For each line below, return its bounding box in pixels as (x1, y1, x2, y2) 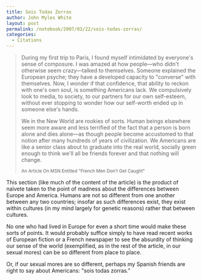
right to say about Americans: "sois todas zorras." (6, 267, 130, 274)
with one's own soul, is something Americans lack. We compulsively (21, 86, 192, 93)
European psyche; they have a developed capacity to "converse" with (21, 74, 196, 80)
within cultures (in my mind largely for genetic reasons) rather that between (6, 205, 195, 212)
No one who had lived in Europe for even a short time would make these (6, 223, 187, 230)
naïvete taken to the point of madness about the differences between (6, 185, 179, 192)
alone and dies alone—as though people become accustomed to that (21, 130, 194, 138)
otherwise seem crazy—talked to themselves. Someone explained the (21, 67, 196, 74)
